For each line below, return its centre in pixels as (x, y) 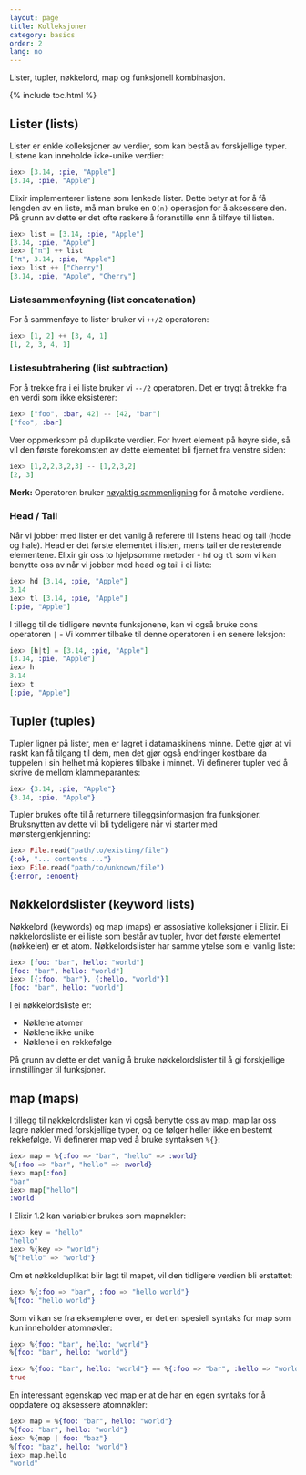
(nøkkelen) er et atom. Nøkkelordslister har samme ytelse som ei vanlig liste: (153, 946)
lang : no (26, 52)
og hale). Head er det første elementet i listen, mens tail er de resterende (146, 545)
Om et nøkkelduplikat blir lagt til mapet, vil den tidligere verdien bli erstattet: (151, 1275)
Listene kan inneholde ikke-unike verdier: (87, 155)
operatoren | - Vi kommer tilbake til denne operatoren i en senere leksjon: (148, 634)
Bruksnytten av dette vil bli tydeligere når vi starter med (114, 824)
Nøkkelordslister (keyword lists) (102, 905)
